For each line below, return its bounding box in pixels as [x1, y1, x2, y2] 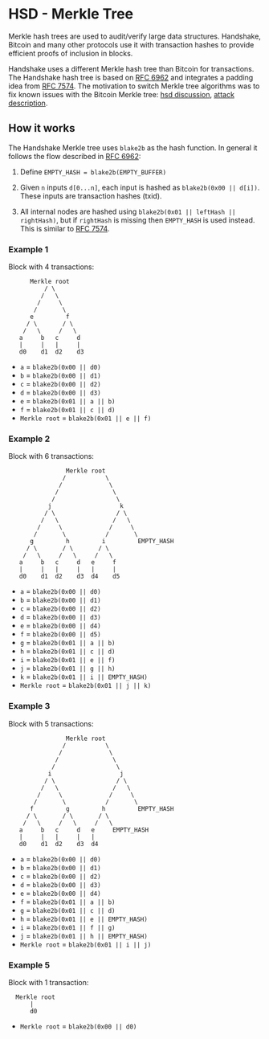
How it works [8, 121, 75, 135]
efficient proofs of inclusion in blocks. [8, 48, 133, 58]
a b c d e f [18, 558, 116, 567]
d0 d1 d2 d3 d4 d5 [18, 572, 120, 581]
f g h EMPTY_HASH [29, 804, 174, 812]
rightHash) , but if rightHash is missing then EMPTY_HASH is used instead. [19, 215, 255, 225]
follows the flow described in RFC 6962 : [8, 151, 141, 161]
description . [8, 98, 48, 108]
